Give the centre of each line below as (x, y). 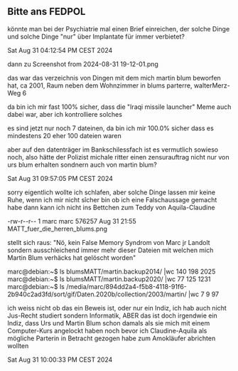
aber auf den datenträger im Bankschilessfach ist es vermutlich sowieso (113, 150)
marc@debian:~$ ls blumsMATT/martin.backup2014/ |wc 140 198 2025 (112, 271)
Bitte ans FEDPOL (47, 12)
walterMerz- (212, 85)
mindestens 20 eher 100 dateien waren (65, 135)
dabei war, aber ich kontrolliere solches (65, 114)
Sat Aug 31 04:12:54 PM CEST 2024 (60, 50)
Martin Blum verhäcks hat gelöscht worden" (72, 257)
